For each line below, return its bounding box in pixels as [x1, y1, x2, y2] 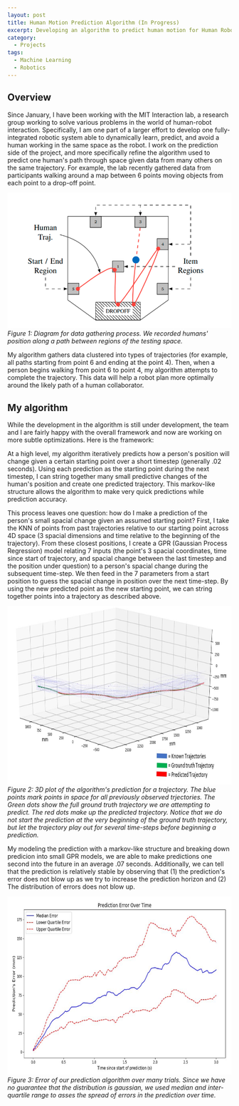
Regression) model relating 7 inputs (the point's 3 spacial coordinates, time [7, 547, 227, 555]
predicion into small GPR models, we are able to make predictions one [7, 852, 212, 861]
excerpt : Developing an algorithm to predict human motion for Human [7, 26, 218, 33]
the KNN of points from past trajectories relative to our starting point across [7, 524, 229, 532]
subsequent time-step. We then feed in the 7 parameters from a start [7, 569, 210, 578]
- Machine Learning [14, 57, 72, 64]
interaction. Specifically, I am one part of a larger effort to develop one [7, 125, 213, 134]
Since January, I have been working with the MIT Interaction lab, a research [7, 110, 229, 119]
